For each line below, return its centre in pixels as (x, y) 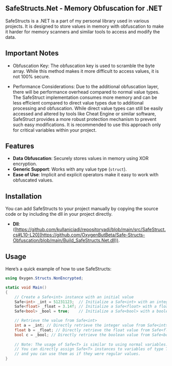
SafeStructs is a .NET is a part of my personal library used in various (77, 21)
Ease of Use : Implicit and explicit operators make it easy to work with (85, 175)
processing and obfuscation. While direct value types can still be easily (88, 108)
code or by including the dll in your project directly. (59, 214)
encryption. (25, 164)
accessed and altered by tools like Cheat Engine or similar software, (84, 114)
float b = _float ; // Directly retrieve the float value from (82, 330)
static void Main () (26, 287)
